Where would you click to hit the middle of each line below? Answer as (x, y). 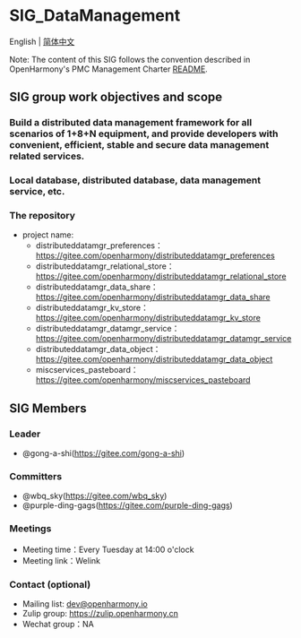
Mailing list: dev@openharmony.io (85, 604)
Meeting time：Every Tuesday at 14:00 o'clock (108, 549)
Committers (36, 477)
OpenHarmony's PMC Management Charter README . (108, 69)
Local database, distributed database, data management (135, 180)
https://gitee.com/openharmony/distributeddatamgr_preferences (155, 255)
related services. (47, 156)
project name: (48, 235)
